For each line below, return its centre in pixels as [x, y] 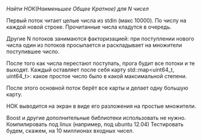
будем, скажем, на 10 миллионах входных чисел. [70, 131]
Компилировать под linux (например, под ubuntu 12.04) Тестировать [95, 124]
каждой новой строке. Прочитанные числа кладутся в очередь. [89, 27]
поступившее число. [33, 52]
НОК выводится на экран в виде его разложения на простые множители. [101, 106]
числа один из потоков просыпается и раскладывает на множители [94, 45]
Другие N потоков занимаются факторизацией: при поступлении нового [100, 38]
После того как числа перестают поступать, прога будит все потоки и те [101, 63]
